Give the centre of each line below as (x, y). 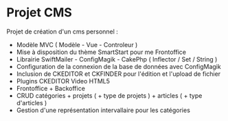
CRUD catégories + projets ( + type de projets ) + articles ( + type (109, 95)
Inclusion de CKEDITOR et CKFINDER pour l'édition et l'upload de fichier (118, 74)
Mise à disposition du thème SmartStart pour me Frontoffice (101, 52)
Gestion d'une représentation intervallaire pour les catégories (103, 110)
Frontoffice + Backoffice (50, 88)
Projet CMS (39, 13)
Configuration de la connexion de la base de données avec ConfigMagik (118, 66)
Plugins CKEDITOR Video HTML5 (63, 81)
